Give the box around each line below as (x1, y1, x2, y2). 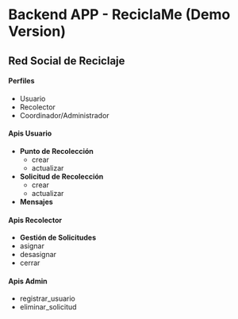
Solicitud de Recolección (19, 171, 104, 181)
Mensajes (19, 197, 53, 206)
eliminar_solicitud (19, 302, 77, 312)
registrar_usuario (19, 294, 75, 303)
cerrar (19, 258, 40, 267)
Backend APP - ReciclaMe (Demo (8, 6, 231, 24)
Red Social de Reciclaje (8, 54, 125, 67)
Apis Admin (8, 276, 48, 286)
